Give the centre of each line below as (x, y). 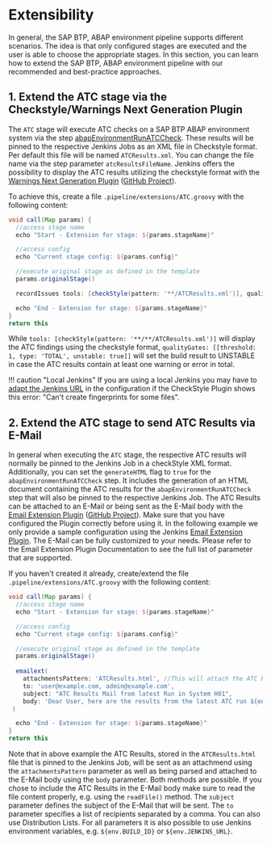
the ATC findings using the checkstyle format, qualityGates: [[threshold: (132, 347)
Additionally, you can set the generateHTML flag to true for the (110, 472)
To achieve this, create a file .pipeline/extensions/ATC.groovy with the (126, 196)
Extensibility (51, 15)
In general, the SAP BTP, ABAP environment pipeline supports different (126, 37)
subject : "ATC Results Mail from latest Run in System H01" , (127, 694)
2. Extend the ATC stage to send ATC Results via (132, 422)
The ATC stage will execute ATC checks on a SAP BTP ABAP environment (129, 129)
